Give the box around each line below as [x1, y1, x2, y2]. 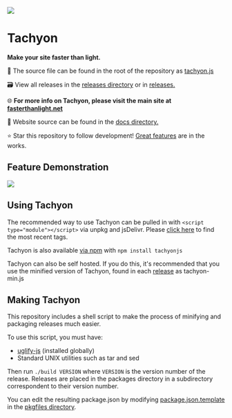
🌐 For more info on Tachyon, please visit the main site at [7, 96, 172, 104]
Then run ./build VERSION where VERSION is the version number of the [7, 367, 206, 376]
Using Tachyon [7, 199, 74, 211]
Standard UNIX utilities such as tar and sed [17, 354, 139, 363]
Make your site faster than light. [7, 53, 101, 62]
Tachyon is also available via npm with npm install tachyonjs [7, 246, 183, 254]
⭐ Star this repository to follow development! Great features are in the [7, 131, 205, 140]
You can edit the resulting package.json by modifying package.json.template [7, 395, 226, 404]
